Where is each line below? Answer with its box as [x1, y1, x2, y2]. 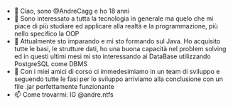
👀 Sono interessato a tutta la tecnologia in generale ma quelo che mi [13, 14, 214, 23]
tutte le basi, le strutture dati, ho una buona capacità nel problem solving [13, 45, 227, 53]
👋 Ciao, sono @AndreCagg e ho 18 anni [13, 7, 130, 15]
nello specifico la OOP [13, 29, 80, 38]
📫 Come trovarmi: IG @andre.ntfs [13, 90, 114, 99]
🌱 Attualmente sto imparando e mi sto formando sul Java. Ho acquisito [13, 37, 221, 46]
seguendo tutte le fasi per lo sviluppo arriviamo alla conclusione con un [13, 75, 224, 83]
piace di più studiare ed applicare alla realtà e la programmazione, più [13, 22, 218, 30]
